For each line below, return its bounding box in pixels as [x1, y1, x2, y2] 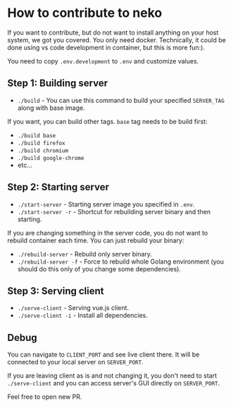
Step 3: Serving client [7, 285, 104, 297]
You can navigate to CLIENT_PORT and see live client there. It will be [7, 350, 200, 359]
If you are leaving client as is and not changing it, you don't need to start [7, 371, 218, 380]
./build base [17, 132, 56, 139]
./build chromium [17, 147, 69, 154]
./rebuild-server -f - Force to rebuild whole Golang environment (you [17, 257, 224, 266]
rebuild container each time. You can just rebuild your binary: [7, 236, 184, 245]
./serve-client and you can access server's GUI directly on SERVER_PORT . [7, 379, 220, 388]
